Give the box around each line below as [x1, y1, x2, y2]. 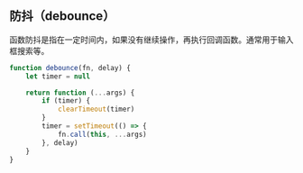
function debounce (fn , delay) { [9, 63, 131, 72]
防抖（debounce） [9, 8, 115, 24]
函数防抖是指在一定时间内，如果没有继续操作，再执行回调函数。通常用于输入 [9, 34, 294, 45]
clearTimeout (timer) [57, 105, 135, 114]
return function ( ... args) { [25, 88, 135, 97]
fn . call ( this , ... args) [57, 130, 147, 139]
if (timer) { [41, 96, 91, 105]
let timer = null [25, 71, 91, 81]
